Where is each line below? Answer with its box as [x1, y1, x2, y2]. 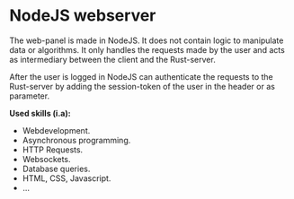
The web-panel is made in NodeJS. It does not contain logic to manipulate [9, 35, 284, 46]
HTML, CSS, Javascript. [22, 172, 111, 184]
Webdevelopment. [22, 125, 91, 135]
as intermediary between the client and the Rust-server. [9, 54, 216, 65]
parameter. [9, 91, 50, 101]
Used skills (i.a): [9, 108, 71, 118]
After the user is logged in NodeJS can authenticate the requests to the [9, 71, 273, 82]
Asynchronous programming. [22, 134, 131, 145]
